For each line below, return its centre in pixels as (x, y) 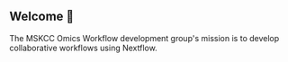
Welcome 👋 (42, 17)
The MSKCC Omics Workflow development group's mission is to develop (144, 38)
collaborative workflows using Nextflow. (83, 48)
